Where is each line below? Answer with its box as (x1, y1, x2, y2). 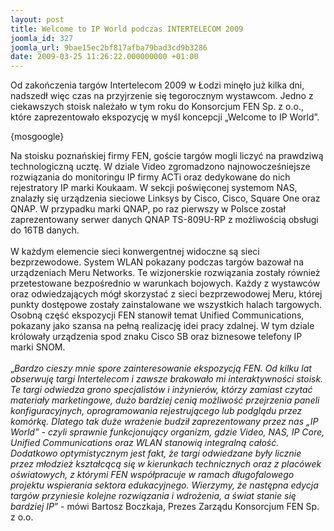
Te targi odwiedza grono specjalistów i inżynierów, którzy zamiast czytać (10, 384, 313, 396)
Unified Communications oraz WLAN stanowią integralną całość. (10, 437, 280, 449)
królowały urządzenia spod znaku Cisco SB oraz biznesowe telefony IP (10, 331, 303, 343)
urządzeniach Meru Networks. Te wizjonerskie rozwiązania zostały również (10, 267, 321, 279)
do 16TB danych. (10, 224, 80, 236)
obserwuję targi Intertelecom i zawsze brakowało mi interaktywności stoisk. (10, 373, 324, 385)
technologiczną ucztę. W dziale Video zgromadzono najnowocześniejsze (10, 161, 311, 173)
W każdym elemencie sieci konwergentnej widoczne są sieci (10, 246, 260, 258)
